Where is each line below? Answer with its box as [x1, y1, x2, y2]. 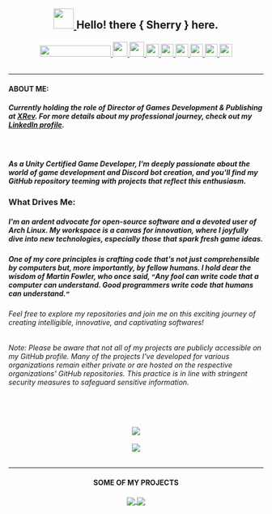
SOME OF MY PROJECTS [92, 478, 180, 487]
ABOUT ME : [8, 84, 49, 93]
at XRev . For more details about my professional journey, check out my [8, 111, 253, 121]
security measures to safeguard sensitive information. [8, 377, 189, 387]
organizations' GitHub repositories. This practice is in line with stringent [8, 368, 249, 378]
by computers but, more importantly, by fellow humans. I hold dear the [8, 263, 252, 272]
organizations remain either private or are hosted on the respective [8, 360, 233, 370]
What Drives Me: [8, 196, 76, 208]
